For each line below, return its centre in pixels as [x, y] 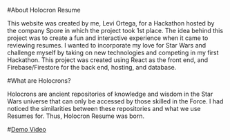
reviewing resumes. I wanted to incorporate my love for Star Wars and [107, 45]
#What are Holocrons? [39, 81]
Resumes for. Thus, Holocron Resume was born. [76, 116]
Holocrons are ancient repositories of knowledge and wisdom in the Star [110, 94]
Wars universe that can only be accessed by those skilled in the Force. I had [115, 101]
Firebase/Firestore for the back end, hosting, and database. [92, 67]
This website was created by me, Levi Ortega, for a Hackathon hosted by [111, 23]
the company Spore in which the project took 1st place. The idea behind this [115, 31]
